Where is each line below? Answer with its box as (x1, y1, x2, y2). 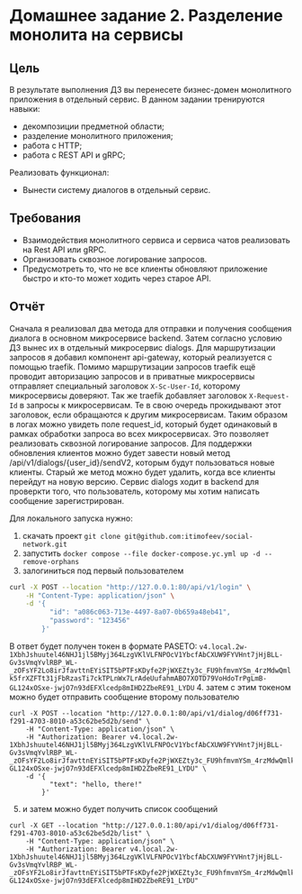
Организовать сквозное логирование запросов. (22, 253, 208, 264)
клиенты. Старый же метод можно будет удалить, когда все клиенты (9, 466, 276, 478)
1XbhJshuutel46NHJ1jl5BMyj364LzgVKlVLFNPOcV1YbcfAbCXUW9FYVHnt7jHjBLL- (9, 650, 283, 659)
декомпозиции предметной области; (22, 121, 164, 132)
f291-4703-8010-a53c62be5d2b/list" (9, 828, 143, 838)
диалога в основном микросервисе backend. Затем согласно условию (9, 333, 283, 343)
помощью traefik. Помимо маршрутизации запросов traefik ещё (9, 361, 256, 372)
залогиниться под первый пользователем (22, 565, 184, 576)
